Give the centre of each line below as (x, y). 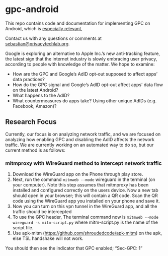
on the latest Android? (35, 90)
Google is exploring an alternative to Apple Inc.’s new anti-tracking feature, (82, 53)
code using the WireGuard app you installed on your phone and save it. (86, 201)
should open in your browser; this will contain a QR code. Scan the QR (85, 196)
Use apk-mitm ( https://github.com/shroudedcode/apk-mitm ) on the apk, (87, 233)
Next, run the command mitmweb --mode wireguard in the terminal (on (84, 179)
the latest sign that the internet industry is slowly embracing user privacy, (81, 58)
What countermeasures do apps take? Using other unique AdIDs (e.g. (85, 101)
